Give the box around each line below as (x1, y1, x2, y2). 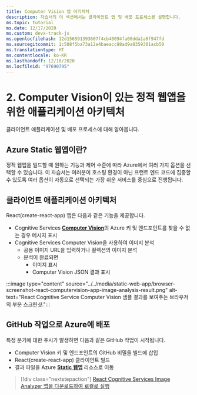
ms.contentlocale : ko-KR (6, 52, 67, 58)
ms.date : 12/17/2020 (6, 25, 57, 31)
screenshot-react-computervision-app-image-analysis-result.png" (6, 286, 168, 293)
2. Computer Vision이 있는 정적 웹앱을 (6, 91, 186, 104)
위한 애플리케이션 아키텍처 (6, 105, 125, 118)
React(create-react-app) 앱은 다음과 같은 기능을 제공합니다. (6, 211, 145, 218)
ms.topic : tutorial (6, 19, 54, 25)
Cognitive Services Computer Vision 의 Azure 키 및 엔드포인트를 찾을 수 (14, 224, 184, 231)
